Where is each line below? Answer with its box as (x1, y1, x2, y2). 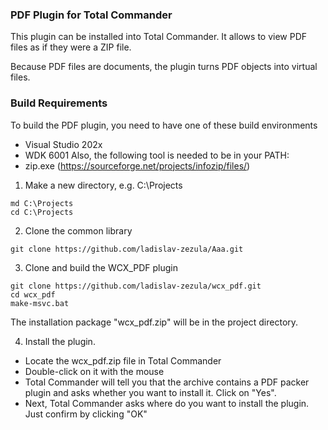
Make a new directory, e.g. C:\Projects (24, 179, 183, 191)
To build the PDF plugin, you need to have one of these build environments (10, 119, 318, 131)
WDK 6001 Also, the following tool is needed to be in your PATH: (24, 149, 290, 161)
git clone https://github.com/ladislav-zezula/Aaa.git (10, 244, 244, 254)
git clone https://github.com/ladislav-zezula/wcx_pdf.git (10, 281, 262, 291)
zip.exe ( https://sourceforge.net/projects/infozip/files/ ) (24, 159, 251, 172)
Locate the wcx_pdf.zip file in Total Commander (24, 354, 222, 367)
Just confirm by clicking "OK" (24, 408, 148, 420)
